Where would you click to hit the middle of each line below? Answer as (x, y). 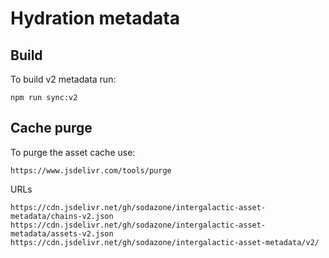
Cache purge (51, 128)
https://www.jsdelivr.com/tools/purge (91, 170)
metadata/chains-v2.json (62, 216)
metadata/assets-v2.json (62, 233)
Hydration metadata (95, 18)
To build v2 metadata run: (63, 79)
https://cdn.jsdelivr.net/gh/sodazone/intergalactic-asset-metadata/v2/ (165, 242)
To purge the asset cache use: (73, 152)
